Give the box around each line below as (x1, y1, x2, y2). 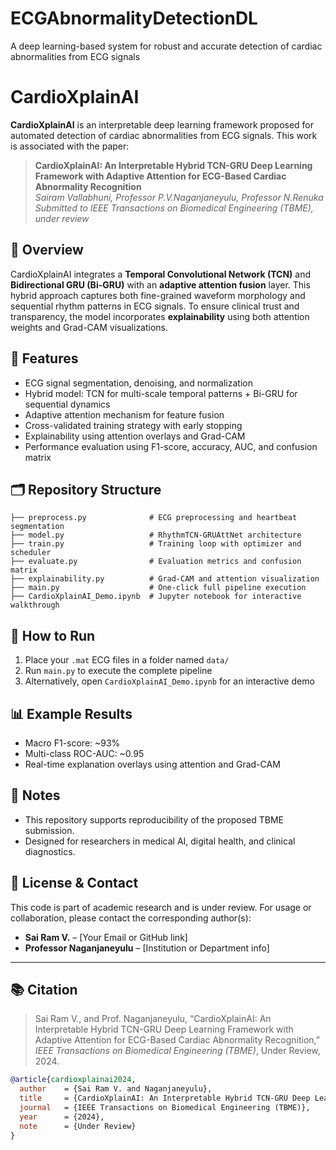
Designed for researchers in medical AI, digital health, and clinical (24, 835, 296, 847)
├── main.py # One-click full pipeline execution (10, 583, 307, 593)
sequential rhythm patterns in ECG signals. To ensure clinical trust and (10, 300, 300, 312)
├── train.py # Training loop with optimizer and (10, 539, 302, 549)
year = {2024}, (19, 1112, 105, 1122)
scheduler (10, 548, 52, 558)
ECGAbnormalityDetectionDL (10, 7, 258, 30)
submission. (24, 824, 75, 836)
